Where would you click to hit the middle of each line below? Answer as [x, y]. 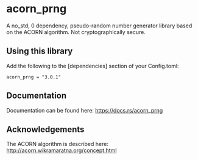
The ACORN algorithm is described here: [57, 144]
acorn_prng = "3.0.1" [34, 77]
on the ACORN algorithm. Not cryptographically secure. [76, 32]
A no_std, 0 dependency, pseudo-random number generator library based [99, 26]
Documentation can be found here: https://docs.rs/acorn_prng [85, 110]
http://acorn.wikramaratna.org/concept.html [62, 150]
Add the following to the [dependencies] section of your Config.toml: [93, 66]
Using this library [40, 51]
